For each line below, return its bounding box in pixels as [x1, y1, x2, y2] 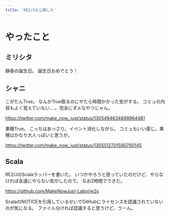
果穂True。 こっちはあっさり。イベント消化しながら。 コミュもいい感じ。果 [5, 126, 164, 132]
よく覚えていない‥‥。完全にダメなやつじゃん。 [14, 105, 113, 111]
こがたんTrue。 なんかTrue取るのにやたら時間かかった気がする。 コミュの [5, 98, 161, 105]
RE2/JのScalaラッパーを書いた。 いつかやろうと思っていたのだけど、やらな [5, 171, 164, 178]
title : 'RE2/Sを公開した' [5, 7, 56, 13]
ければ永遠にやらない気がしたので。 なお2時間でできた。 [5, 178, 125, 184]
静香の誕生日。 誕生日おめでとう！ [5, 68, 78, 74]
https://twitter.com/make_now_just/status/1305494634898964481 [5, 115, 145, 121]
